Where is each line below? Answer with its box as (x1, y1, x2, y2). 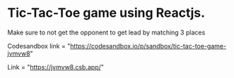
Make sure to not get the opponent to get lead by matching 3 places (7, 28, 206, 37)
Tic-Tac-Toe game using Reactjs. (7, 5, 206, 21)
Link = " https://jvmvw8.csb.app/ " (7, 63, 105, 71)
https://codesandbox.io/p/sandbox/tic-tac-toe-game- (70, 41, 227, 50)
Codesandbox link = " (7, 41, 71, 50)
